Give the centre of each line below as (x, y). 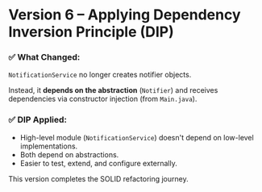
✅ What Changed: (44, 57)
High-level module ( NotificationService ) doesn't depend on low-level (137, 137)
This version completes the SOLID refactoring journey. (98, 178)
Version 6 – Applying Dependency (125, 15)
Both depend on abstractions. (69, 154)
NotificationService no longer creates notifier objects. (100, 75)
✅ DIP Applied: (37, 120)
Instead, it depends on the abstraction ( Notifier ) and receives (113, 90)
